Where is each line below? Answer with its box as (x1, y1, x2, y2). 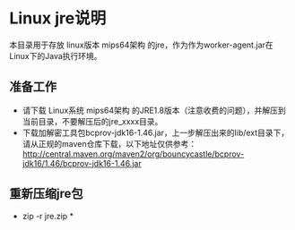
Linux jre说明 (9, 8, 107, 29)
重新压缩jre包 (9, 186, 83, 201)
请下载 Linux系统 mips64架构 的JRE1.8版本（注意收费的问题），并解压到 (22, 105, 286, 115)
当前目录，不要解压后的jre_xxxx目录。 (22, 115, 163, 126)
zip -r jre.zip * (22, 210, 74, 221)
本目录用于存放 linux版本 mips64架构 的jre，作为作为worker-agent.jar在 (9, 39, 273, 50)
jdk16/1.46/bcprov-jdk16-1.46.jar (22, 158, 142, 168)
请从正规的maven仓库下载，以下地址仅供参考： (22, 138, 197, 149)
